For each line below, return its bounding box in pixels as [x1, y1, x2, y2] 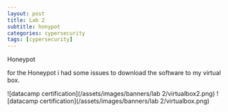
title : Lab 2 [7, 17, 45, 24]
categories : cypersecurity [7, 29, 85, 37]
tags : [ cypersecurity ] [7, 36, 73, 43]
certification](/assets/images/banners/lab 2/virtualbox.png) [39, 97, 210, 105]
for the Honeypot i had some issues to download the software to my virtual [7, 69, 221, 77]
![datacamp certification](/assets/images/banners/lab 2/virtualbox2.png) [7, 90, 215, 98]
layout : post [7, 10, 45, 17]
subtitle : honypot [7, 23, 60, 30]
